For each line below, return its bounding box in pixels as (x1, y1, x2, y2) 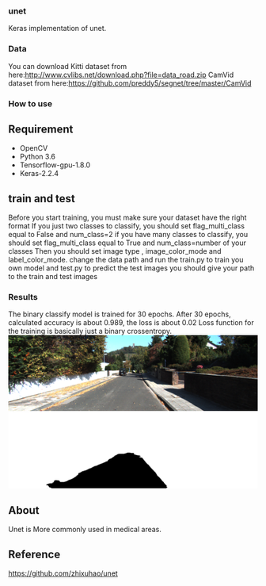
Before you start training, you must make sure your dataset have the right (8, 213, 247, 223)
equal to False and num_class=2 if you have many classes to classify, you (8, 230, 248, 239)
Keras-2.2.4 (19, 169, 59, 178)
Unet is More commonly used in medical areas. (8, 525, 162, 534)
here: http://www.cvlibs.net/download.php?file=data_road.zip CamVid (8, 70, 234, 79)
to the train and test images (8, 272, 97, 282)
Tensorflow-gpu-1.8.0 (19, 160, 91, 170)
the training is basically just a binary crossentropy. (8, 327, 173, 336)
